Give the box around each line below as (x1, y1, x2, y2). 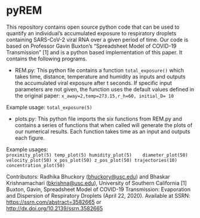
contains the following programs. (6, 55, 88, 62)
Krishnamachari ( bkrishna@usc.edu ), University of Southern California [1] (6, 179, 187, 186)
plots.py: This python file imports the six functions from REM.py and (14, 115, 182, 122)
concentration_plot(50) (6, 162, 66, 168)
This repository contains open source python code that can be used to (6, 23, 180, 30)
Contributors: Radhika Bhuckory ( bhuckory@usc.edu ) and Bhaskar (6, 173, 170, 180)
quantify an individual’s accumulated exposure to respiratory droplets (6, 29, 177, 36)
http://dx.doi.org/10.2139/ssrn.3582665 (6, 204, 103, 212)
